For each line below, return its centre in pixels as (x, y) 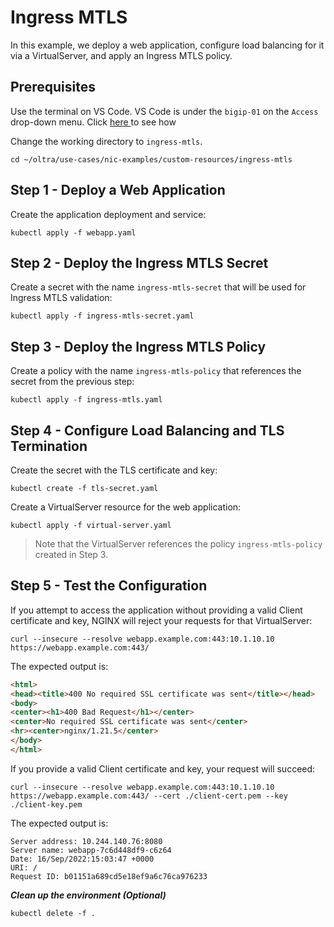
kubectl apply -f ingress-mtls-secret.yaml (102, 316)
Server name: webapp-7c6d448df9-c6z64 (91, 850)
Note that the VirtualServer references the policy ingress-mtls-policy (178, 544)
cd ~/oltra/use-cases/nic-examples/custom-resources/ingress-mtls (151, 159)
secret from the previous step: (72, 382)
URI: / (24, 867)
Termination (49, 446)
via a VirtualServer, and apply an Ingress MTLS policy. (121, 55)
